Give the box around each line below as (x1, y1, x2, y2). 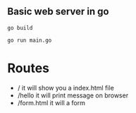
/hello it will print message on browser (17, 91, 129, 100)
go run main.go (7, 37, 52, 44)
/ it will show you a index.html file (17, 83, 114, 92)
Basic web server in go (7, 6, 109, 18)
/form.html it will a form (17, 98, 86, 107)
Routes (7, 60, 49, 76)
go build (7, 24, 33, 31)
